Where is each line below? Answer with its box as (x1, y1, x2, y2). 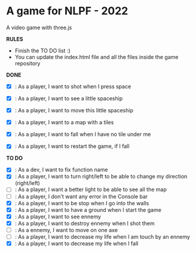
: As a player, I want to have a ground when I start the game (14, 206, 161, 213)
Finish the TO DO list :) (14, 47, 71, 54)
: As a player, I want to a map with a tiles (14, 119, 114, 126)
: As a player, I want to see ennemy (14, 213, 102, 220)
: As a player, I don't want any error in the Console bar (14, 193, 148, 200)
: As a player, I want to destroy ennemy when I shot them (14, 220, 155, 227)
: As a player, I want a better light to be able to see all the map (14, 186, 167, 193)
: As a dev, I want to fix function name (14, 166, 108, 174)
